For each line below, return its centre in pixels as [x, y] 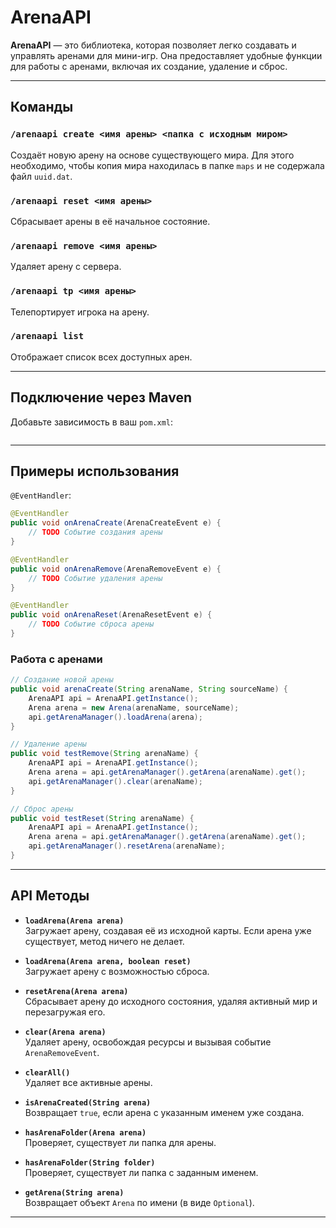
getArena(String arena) [74, 1192]
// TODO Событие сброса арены [91, 624]
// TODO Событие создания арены [95, 532]
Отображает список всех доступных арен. [101, 357]
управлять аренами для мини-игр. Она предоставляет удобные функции [166, 55]
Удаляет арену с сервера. [66, 267]
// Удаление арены [48, 744]
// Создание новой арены [62, 680]
